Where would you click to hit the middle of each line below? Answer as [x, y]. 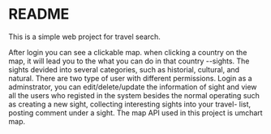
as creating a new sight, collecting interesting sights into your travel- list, [130, 104]
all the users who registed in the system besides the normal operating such [134, 95]
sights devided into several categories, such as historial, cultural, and [124, 69]
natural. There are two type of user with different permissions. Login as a [131, 78]
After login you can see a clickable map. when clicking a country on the [128, 52]
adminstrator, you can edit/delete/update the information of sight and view [133, 87]
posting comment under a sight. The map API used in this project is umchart [135, 112]
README [39, 14]
